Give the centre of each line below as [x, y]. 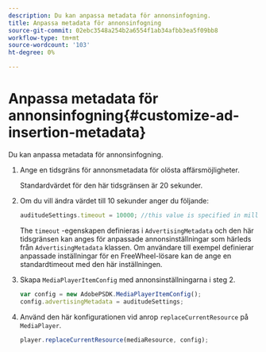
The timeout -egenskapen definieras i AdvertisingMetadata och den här [137, 230]
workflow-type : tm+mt [44, 38]
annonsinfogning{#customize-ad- [124, 116]
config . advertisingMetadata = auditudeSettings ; [102, 302]
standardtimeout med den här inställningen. [91, 264]
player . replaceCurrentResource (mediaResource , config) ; [114, 340]
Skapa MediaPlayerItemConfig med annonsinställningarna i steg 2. [127, 280]
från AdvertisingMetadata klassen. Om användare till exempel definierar [137, 247]
